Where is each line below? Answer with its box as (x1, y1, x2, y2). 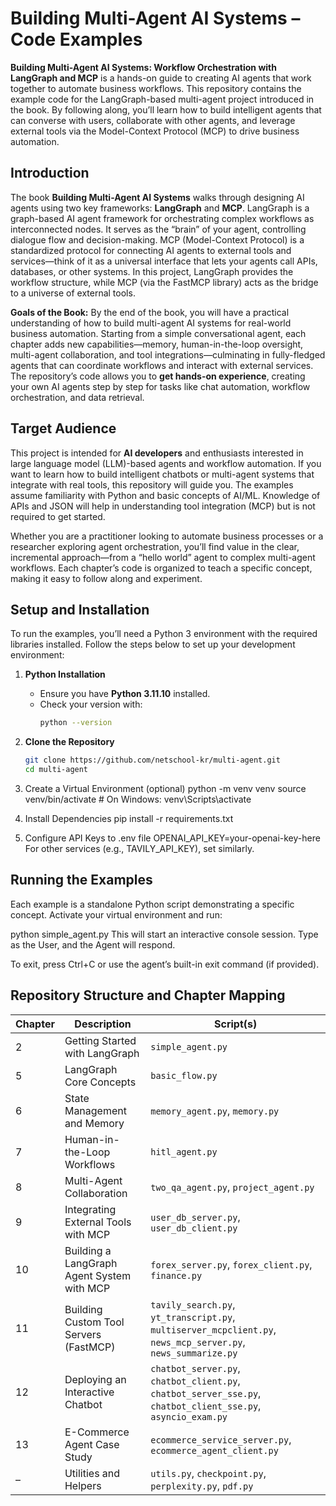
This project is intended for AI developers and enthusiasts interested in (10, 447, 304, 459)
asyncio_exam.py (150, 1411, 228, 1422)
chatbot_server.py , (150, 1361, 241, 1375)
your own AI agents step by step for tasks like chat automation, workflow (10, 380, 311, 392)
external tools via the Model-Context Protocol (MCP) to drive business (10, 125, 300, 137)
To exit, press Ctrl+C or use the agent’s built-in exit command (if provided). (10, 958, 320, 970)
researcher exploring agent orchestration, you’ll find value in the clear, (10, 540, 300, 552)
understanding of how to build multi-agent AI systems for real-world (10, 317, 292, 329)
